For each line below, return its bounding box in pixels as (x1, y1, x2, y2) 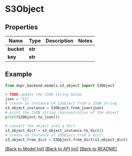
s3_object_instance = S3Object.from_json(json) (5, 106, 104, 111)
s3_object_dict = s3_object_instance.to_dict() (5, 128, 104, 133)
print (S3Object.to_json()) (5, 115, 60, 120)
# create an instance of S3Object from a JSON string (5, 101, 117, 106)
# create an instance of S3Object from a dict (5, 133, 102, 137)
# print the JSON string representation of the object (5, 110, 119, 115)
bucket (7, 45, 24, 52)
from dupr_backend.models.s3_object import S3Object (5, 83, 115, 88)
